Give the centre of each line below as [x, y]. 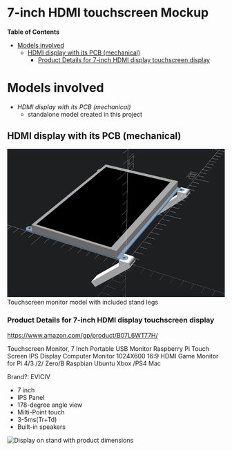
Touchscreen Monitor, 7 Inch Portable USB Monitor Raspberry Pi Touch [108, 348]
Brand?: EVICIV [29, 376]
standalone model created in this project [85, 114]
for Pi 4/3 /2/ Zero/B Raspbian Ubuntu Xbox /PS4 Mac [84, 363]
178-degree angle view [50, 405]
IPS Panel [31, 397]
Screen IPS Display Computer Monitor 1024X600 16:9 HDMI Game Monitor [113, 356]
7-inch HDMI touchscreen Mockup [108, 13]
